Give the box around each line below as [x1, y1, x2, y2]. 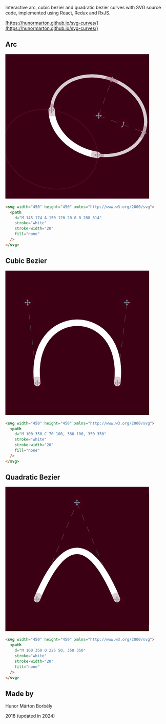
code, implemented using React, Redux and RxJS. [5, 10, 111, 16]
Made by [5, 689, 34, 698]
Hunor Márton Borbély [5, 703, 53, 709]
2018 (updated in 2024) [5, 713, 55, 719]
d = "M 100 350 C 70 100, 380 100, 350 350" [14, 432, 107, 437]
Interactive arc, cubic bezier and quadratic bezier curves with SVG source [5, 5, 161, 10]
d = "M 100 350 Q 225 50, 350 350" [14, 648, 86, 653]
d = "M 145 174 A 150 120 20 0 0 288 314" [14, 215, 102, 220]
